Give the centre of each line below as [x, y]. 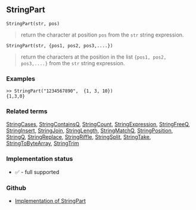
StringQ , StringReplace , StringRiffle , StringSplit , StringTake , [79, 137]
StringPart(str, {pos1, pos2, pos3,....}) [60, 45]
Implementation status [40, 159]
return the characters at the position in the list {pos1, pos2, [94, 57]
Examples [21, 78]
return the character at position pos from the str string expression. [102, 35]
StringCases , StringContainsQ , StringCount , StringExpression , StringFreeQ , [98, 124]
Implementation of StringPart [50, 201]
